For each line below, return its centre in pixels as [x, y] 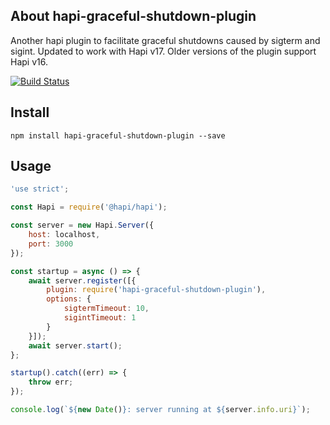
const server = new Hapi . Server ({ [82, 225]
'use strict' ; [40, 189]
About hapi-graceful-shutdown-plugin [133, 16]
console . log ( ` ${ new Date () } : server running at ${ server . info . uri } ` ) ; [160, 410]
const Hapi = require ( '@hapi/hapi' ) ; [89, 207]
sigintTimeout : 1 [100, 318]
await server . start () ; [75, 345]
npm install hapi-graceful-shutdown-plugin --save [118, 135]
